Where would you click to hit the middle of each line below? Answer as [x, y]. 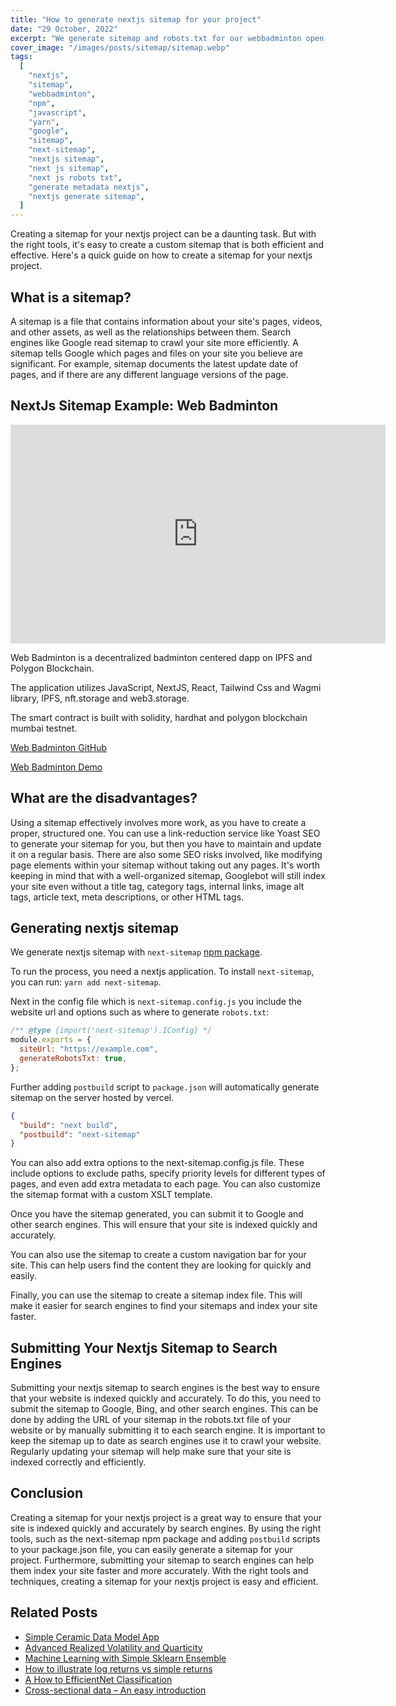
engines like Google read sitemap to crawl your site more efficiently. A [154, 342]
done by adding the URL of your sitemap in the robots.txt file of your [151, 1420]
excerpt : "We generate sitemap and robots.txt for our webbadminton [156, 38]
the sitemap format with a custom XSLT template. [111, 1195]
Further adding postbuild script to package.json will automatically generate [165, 1087]
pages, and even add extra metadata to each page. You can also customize [165, 1184]
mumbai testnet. [44, 728]
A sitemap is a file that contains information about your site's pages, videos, [166, 321]
